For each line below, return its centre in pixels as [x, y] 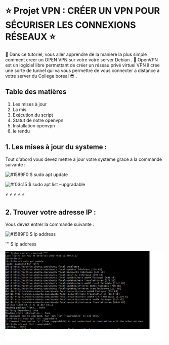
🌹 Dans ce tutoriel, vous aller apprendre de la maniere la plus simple [76, 54]
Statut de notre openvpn [38, 120]
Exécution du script [33, 115]
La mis [19, 109]
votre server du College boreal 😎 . [41, 76]
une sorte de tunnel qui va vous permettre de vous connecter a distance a [82, 71]
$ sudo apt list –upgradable [57, 184]
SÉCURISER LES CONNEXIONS [71, 25]
